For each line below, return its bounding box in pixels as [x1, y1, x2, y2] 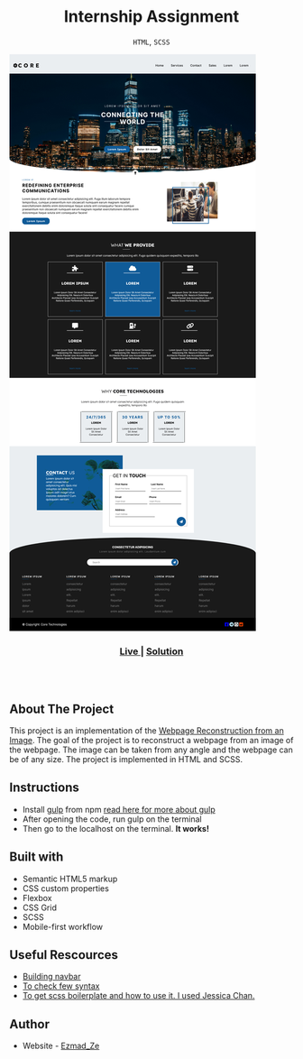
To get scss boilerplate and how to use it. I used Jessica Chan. [22, 990, 255, 1001]
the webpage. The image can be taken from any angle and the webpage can [9, 744, 293, 755]
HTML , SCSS [133, 36, 170, 47]
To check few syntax [22, 981, 100, 991]
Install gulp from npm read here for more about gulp [22, 804, 216, 815]
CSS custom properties [22, 882, 110, 894]
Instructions [9, 780, 79, 796]
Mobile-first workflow [22, 921, 104, 932]
